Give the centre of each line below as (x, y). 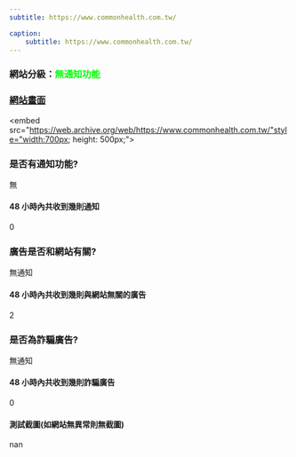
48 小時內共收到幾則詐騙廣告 (62, 382)
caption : (25, 33)
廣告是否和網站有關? (53, 252)
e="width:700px (39, 139)
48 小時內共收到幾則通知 (54, 207)
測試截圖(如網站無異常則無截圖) (67, 424)
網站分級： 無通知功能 (55, 75)
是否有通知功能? (44, 163)
